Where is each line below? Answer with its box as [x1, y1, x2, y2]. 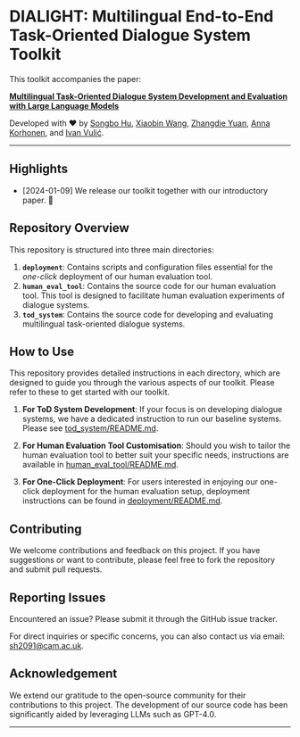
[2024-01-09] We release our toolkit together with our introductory [21, 185, 269, 195]
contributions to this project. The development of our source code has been [9, 699, 288, 710]
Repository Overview [9, 220, 129, 236]
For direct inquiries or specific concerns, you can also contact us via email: [9, 631, 286, 642]
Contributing [9, 521, 82, 536]
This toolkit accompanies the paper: [9, 73, 142, 84]
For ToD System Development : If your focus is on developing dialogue [21, 404, 283, 415]
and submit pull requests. [9, 564, 103, 575]
